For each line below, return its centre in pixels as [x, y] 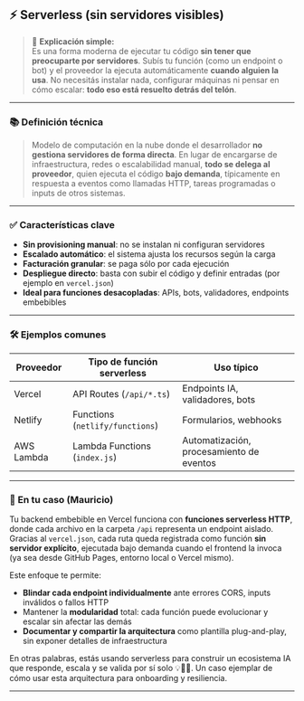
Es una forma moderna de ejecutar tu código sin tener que [141, 51]
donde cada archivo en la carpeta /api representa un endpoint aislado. [142, 529]
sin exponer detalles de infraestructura [95, 641]
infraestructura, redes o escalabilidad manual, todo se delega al [151, 165]
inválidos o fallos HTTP [66, 602]
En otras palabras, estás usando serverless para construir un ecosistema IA [150, 658]
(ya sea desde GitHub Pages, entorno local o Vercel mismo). [122, 558]
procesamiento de [221, 451]
